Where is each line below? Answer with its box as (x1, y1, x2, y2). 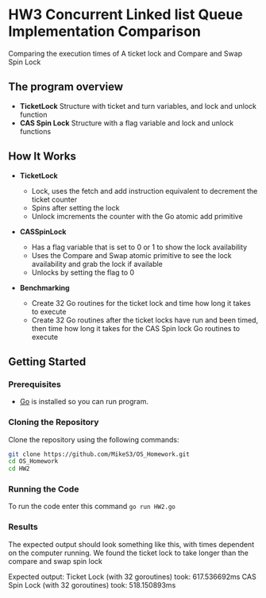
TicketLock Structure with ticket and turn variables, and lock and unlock (19, 101, 256, 110)
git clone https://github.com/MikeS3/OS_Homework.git (8, 450, 191, 458)
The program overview (8, 80, 124, 94)
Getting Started (8, 355, 87, 368)
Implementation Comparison (8, 22, 201, 41)
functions (19, 126, 52, 136)
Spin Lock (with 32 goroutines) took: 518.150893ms (8, 580, 176, 589)
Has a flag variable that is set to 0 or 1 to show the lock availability (31, 242, 248, 252)
